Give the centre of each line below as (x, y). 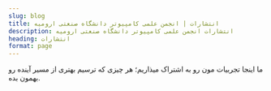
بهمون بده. (24, 78)
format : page (30, 46)
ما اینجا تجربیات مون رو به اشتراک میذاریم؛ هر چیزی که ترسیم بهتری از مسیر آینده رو (136, 69)
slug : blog (27, 16)
